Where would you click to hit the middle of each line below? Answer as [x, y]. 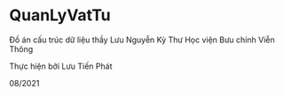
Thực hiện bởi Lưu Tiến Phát [61, 66]
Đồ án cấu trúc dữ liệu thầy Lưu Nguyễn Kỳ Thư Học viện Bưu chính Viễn [142, 40]
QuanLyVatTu [60, 15]
